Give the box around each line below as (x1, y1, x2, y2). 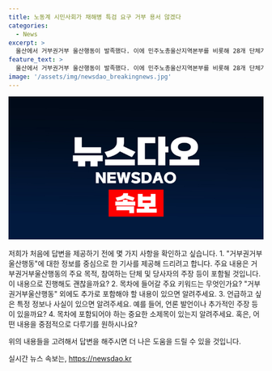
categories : (8, 21, 49, 30)
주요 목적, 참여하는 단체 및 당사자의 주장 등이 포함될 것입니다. (68, 269, 261, 279)
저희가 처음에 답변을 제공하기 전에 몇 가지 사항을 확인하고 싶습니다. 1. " (8, 249, 231, 259)
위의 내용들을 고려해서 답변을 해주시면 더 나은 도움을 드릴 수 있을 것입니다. (8, 336, 241, 347)
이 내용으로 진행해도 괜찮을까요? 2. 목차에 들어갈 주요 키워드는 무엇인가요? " (8, 279, 249, 289)
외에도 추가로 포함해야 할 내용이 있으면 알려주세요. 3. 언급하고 (59, 289, 253, 299)
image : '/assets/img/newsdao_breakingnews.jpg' (8, 73, 172, 81)
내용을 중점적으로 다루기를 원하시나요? (16, 319, 138, 329)
